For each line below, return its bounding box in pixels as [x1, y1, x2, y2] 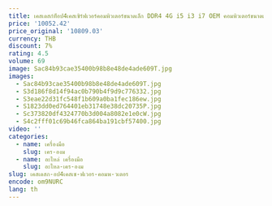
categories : [8, 132, 49, 140]
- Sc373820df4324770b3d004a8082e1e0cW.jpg [15, 110, 162, 118]
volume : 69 [8, 58, 45, 66]
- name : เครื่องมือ [15, 139, 65, 148]
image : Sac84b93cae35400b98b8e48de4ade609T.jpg [8, 65, 173, 73]
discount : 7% [8, 42, 53, 50]
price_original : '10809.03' [8, 27, 104, 35]
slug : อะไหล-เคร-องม [23, 163, 84, 171]
